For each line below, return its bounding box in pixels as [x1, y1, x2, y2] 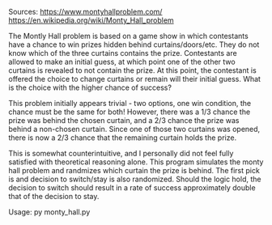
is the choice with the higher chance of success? [8, 83, 172, 92]
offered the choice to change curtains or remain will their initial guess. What [8, 74, 261, 83]
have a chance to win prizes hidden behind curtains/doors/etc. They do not [8, 40, 260, 49]
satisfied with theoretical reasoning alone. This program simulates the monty [8, 157, 264, 167]
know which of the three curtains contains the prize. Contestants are [8, 49, 237, 57]
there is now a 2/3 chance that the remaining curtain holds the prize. [8, 133, 237, 142]
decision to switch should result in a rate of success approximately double [8, 183, 257, 193]
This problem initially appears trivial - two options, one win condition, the [8, 99, 252, 108]
